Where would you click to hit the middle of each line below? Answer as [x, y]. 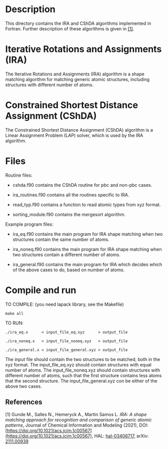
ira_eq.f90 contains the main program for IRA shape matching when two [88, 234]
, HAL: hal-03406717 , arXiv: [120, 436]
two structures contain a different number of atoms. [66, 255]
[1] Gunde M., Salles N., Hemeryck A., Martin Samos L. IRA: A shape [76, 414]
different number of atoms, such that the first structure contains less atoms [83, 375]
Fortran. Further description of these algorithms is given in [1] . [70, 28]
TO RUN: [14, 323]
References [24, 402]
